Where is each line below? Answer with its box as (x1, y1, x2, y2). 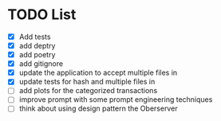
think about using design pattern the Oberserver (18, 103, 178, 113)
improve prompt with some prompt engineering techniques (18, 95, 213, 104)
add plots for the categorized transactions (18, 86, 158, 96)
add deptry (18, 41, 56, 50)
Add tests (18, 32, 51, 41)
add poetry (18, 50, 56, 60)
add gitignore (18, 59, 64, 68)
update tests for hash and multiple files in (18, 77, 156, 87)
